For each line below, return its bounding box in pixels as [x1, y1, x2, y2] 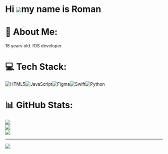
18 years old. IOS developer [5, 43, 62, 49]
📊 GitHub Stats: [5, 100, 73, 111]
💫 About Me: [5, 26, 58, 38]
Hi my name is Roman [5, 3, 101, 15]
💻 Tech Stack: [5, 61, 67, 73]
